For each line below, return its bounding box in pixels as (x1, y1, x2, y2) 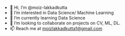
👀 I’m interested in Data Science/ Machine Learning (9, 10, 114, 16)
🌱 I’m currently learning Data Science (9, 15, 86, 20)
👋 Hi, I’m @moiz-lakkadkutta (9, 5, 67, 10)
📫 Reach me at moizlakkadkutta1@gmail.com (9, 26, 102, 31)
